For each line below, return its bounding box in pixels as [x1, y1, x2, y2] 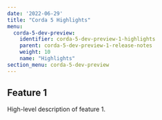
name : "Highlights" [19, 55, 76, 62]
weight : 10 [19, 49, 51, 56]
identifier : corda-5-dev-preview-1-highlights [19, 36, 156, 43]
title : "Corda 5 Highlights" [7, 17, 91, 23]
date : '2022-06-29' [7, 10, 63, 17]
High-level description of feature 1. [7, 105, 105, 114]
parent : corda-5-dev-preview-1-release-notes [19, 42, 153, 49]
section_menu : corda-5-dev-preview [7, 61, 110, 68]
